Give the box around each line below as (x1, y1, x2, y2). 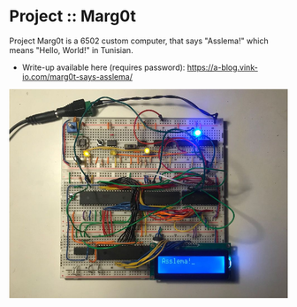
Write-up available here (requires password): (21, 62, 186, 73)
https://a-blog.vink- (187, 62, 258, 73)
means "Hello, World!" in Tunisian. (9, 44, 134, 55)
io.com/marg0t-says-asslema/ (21, 71, 133, 81)
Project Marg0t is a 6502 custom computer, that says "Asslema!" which (9, 35, 270, 46)
